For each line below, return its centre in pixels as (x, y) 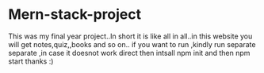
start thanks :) (31, 61)
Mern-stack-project (75, 15)
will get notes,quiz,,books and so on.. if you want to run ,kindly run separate (132, 44)
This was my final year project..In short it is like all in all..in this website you (130, 36)
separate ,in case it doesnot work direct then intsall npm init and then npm (129, 53)
